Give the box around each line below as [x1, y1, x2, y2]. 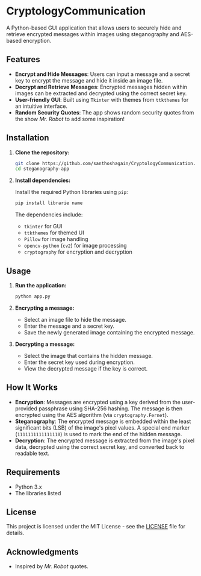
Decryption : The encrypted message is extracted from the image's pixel [14, 437, 195, 444]
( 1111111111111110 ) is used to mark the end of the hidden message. [14, 430, 182, 437]
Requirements [6, 467, 60, 477]
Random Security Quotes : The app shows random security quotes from [14, 108, 194, 116]
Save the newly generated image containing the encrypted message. [23, 328, 195, 336]
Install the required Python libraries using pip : [14, 189, 128, 196]
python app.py [14, 293, 51, 299]
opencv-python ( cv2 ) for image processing [23, 242, 128, 249]
